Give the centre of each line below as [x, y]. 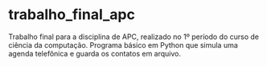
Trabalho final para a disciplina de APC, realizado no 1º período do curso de [134, 37]
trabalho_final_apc [72, 15]
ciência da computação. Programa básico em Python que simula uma [123, 45]
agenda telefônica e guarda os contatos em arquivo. [94, 53]
